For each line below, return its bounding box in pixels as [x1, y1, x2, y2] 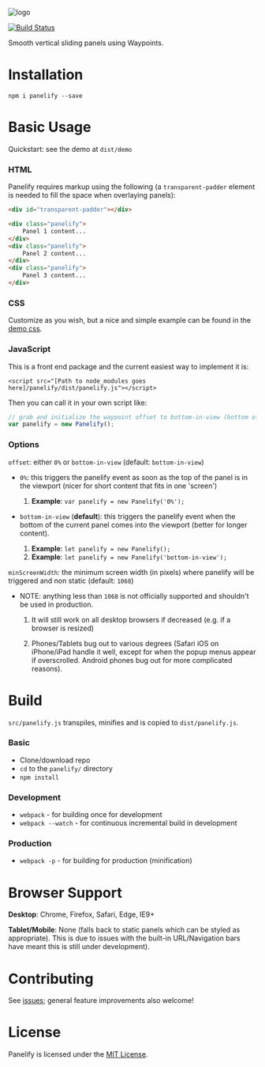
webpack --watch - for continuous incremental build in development [19, 819, 238, 828]
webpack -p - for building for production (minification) [19, 856, 193, 865]
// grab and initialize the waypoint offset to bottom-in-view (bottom [8, 413, 248, 421]
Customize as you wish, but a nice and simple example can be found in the [8, 316, 251, 325]
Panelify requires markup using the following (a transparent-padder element [8, 182, 256, 191]
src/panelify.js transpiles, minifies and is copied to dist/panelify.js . [8, 717, 239, 727]
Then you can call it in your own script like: [8, 398, 147, 407]
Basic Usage [8, 119, 91, 136]
